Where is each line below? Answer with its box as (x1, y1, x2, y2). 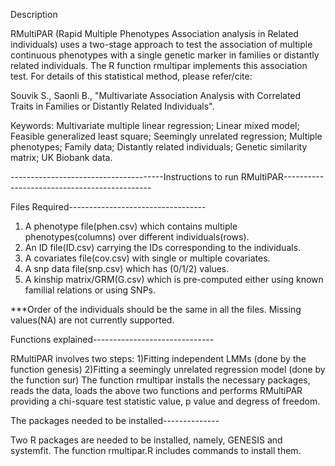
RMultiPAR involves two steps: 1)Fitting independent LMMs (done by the (10, 353, 307, 364)
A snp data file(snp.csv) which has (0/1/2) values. (24, 263, 230, 274)
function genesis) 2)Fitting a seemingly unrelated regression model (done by (10, 364, 326, 375)
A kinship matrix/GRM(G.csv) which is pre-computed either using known (24, 274, 324, 285)
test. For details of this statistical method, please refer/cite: (10, 70, 253, 82)
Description (10, 9, 58, 20)
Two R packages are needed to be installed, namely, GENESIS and (10, 434, 283, 446)
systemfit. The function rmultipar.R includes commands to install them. (10, 445, 302, 456)
